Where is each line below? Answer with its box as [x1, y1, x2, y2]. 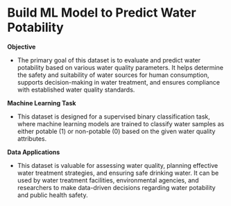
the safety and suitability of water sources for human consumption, [17, 71, 209, 79]
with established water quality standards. [17, 85, 135, 94]
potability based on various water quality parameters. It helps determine [17, 63, 224, 71]
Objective [7, 42, 36, 51]
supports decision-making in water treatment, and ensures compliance [17, 78, 221, 86]
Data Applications [7, 148, 60, 156]
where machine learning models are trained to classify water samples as [17, 119, 225, 128]
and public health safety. [17, 191, 88, 199]
